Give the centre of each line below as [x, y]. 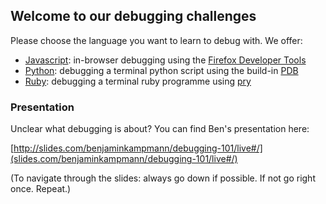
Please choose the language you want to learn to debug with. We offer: [156, 40]
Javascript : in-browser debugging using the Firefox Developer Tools [165, 60]
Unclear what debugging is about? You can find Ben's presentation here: [160, 129]
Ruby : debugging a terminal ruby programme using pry [138, 81]
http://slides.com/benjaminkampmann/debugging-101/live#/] [138, 148]
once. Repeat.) [41, 189]
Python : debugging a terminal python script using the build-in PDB [161, 70]
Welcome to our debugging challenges [133, 16]
